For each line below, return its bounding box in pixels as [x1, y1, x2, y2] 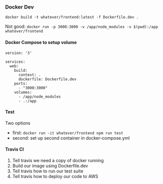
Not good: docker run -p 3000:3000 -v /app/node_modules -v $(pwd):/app [5, 23, 158, 29]
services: [5, 59, 26, 64]
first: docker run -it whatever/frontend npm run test [12, 130, 123, 136]
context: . [18, 72, 41, 77]
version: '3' [5, 50, 32, 55]
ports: [14, 81, 28, 86]
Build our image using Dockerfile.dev [12, 163, 88, 169]
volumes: [14, 90, 32, 95]
